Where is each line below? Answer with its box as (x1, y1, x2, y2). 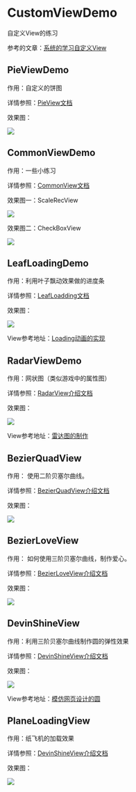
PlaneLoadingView (7, 715, 90, 727)
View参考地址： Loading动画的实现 (7, 334, 105, 343)
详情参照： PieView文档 (7, 98, 73, 107)
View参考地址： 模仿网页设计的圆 (7, 694, 101, 703)
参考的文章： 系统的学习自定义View (7, 43, 107, 52)
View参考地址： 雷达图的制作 (7, 432, 89, 440)
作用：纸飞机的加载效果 (7, 734, 74, 743)
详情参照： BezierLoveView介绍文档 (7, 569, 108, 577)
